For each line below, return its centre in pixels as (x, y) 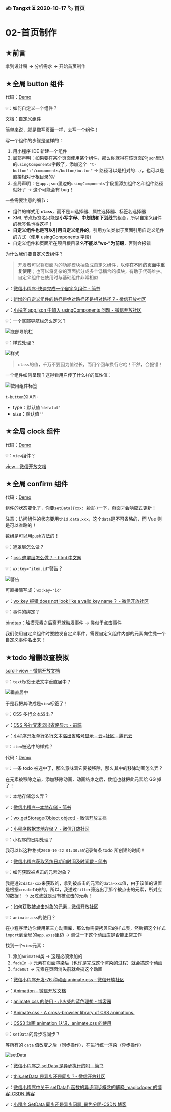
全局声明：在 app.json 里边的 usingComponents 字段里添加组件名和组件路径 (88, 183)
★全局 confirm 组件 (37, 484)
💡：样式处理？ (20, 342)
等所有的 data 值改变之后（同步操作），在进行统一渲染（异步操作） (75, 1045)
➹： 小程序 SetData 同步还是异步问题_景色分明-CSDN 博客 (66, 1104)
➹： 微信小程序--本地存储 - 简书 (38, 807)
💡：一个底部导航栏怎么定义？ (36, 321)
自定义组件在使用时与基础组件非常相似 (58, 277)
